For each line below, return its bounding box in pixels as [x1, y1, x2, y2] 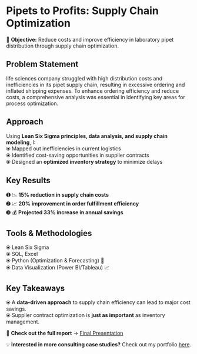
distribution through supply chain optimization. [6, 42, 119, 49]
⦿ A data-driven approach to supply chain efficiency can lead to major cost [6, 299, 191, 306]
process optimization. [6, 100, 59, 107]
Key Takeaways [6, 283, 65, 293]
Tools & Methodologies [6, 228, 92, 238]
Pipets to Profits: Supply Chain [6, 4, 159, 18]
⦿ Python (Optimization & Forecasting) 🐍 [6, 257, 105, 264]
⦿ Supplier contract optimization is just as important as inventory [6, 312, 166, 318]
